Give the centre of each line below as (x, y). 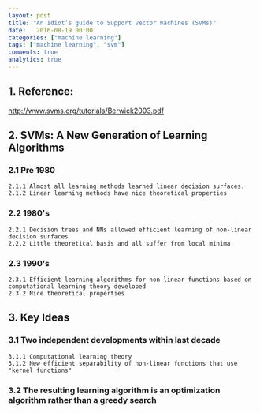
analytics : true (35, 60)
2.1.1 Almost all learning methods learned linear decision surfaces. (126, 186)
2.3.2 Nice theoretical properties (67, 293)
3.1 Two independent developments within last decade (114, 340)
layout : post (30, 15)
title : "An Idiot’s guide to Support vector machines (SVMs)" (112, 23)
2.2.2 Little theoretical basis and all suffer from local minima (119, 243)
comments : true (33, 52)
